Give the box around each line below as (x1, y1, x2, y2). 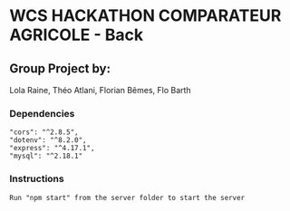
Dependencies (9, 107, 75, 120)
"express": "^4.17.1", (9, 144, 95, 153)
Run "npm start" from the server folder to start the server (9, 193, 246, 202)
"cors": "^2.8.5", (9, 128, 79, 137)
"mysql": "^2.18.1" (9, 151, 83, 161)
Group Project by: (9, 61, 111, 76)
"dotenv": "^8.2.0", (9, 136, 88, 145)
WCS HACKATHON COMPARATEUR (9, 5, 282, 26)
